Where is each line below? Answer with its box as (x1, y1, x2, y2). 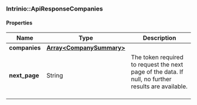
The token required (131, 53, 184, 61)
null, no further (131, 75, 172, 83)
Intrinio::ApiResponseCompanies (6, 5, 103, 13)
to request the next (131, 61, 184, 69)
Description (142, 34, 176, 42)
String (46, 72, 63, 80)
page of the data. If (131, 68, 184, 76)
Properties (6, 19, 33, 26)
